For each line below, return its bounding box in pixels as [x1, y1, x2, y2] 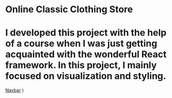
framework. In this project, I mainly [5, 60, 157, 71]
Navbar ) [5, 87, 24, 93]
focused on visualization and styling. [5, 70, 166, 82]
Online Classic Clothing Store [5, 4, 133, 15]
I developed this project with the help [5, 27, 167, 39]
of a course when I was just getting [5, 38, 158, 50]
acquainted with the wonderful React [5, 48, 167, 60]
